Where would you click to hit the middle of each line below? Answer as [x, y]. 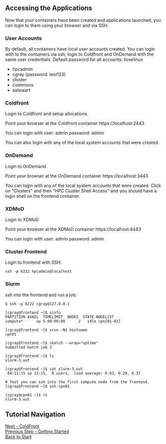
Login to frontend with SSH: [33, 263]
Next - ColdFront [22, 426]
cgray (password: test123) [39, 74]
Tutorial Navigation [35, 414]
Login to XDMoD [22, 220]
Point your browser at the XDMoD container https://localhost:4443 [73, 229]
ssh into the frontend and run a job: [41, 295]
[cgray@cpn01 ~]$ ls [27, 395]
